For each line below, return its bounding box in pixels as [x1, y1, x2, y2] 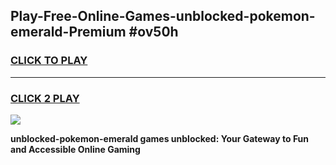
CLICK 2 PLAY [10, 91, 80, 105]
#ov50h [128, 24, 179, 41]
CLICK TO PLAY [10, 54, 88, 68]
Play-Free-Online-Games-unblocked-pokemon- [10, 8, 316, 25]
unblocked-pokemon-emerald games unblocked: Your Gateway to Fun [10, 132, 310, 144]
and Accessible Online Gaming [10, 143, 141, 155]
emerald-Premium [10, 24, 127, 41]
